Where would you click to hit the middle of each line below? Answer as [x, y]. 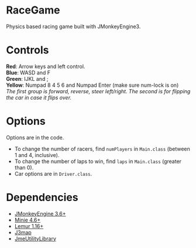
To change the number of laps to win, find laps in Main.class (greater [98, 161]
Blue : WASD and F [28, 72]
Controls [27, 50]
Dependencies [42, 198]
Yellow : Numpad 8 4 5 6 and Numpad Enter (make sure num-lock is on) [92, 85]
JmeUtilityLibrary [35, 239]
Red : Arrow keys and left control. [46, 66]
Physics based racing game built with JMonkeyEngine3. [73, 26]
